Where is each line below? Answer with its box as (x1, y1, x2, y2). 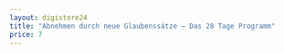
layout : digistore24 (9, 13, 89, 22)
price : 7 (9, 30, 43, 39)
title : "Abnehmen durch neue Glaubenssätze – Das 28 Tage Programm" (9, 22, 276, 31)
